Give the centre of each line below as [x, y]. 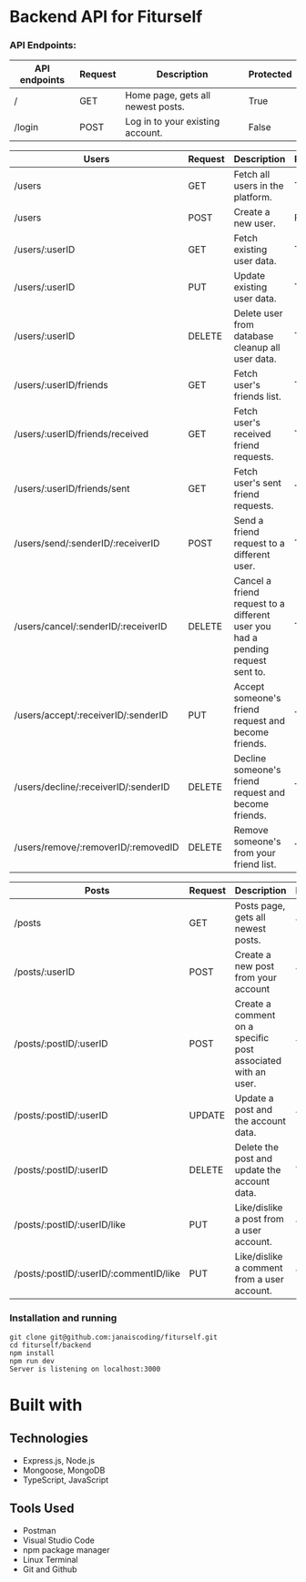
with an [250, 1072]
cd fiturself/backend [51, 1345]
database [254, 336]
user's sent [258, 483]
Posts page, [260, 906]
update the [258, 1170]
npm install [32, 1353]
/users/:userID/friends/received [82, 434]
